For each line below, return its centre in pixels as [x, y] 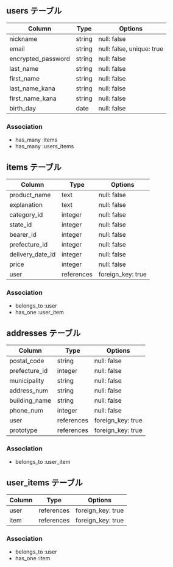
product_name [30, 195]
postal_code [27, 361]
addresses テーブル [44, 333]
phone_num [26, 411]
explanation [26, 204]
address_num [29, 391]
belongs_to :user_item [43, 462]
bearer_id [23, 234]
